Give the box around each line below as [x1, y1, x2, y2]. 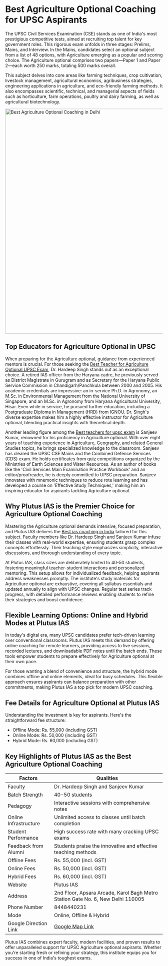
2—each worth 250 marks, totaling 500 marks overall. [5, 62, 116, 68]
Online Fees [7, 865, 36, 872]
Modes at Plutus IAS [5, 619, 69, 627]
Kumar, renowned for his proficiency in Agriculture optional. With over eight [5, 434, 161, 440]
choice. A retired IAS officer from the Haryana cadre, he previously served [5, 371, 158, 378]
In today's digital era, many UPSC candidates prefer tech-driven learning [5, 632, 155, 638]
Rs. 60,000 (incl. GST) [54, 873, 106, 880]
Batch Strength [7, 791, 43, 798]
